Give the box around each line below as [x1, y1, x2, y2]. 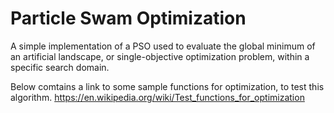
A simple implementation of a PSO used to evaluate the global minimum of [10, 40, 316, 52]
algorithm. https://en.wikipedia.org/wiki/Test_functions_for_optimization [10, 91, 305, 103]
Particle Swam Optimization [10, 7, 247, 30]
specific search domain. [10, 61, 110, 73]
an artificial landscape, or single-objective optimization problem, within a [10, 50, 310, 62]
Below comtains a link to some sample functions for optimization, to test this [10, 80, 325, 92]
